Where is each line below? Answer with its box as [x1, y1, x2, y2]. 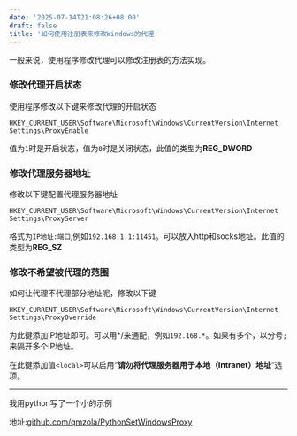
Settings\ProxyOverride [9, 313, 97, 323]
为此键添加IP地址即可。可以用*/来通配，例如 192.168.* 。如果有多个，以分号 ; [9, 330, 287, 340]
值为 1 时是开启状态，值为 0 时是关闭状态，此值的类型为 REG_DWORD [9, 142, 253, 153]
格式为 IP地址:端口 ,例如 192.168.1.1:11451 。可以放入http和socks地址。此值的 [9, 231, 285, 241]
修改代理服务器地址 [9, 167, 91, 180]
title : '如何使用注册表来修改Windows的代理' [9, 29, 159, 38]
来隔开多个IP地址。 [9, 341, 79, 352]
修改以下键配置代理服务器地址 [9, 188, 118, 199]
